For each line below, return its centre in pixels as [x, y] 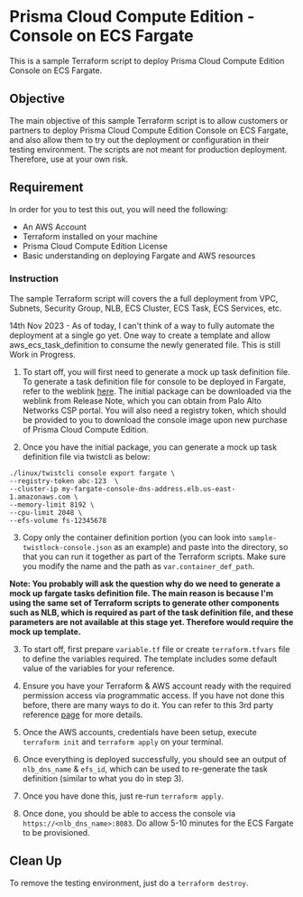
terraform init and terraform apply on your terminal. [123, 742]
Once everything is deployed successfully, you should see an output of [154, 759]
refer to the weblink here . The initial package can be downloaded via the [156, 391]
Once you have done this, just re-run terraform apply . [123, 796]
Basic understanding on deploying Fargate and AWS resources [139, 256]
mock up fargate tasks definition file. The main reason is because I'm [141, 593]
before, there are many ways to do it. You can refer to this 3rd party [147, 705]
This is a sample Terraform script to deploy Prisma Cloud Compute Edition [147, 61]
